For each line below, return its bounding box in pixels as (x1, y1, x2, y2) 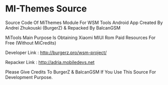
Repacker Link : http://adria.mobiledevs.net (5, 59, 95, 65)
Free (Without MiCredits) (5, 39, 56, 45)
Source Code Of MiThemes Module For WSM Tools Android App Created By (5, 19, 163, 25)
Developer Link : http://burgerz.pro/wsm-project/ (5, 49, 107, 55)
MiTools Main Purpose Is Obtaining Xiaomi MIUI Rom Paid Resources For (5, 34, 156, 40)
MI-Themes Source (5, 3, 87, 14)
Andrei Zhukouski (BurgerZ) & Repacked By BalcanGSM (5, 24, 121, 30)
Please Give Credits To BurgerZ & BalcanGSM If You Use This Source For (5, 68, 156, 75)
